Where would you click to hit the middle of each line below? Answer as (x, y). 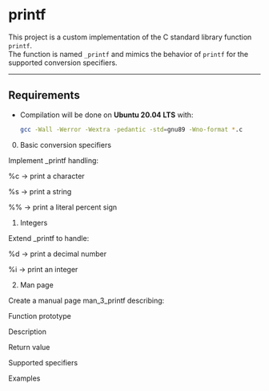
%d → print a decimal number (57, 254)
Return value (29, 347)
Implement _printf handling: (53, 160)
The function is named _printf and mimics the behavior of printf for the (128, 54)
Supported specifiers (43, 362)
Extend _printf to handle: (49, 238)
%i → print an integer (43, 269)
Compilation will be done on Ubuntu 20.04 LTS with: (106, 115)
